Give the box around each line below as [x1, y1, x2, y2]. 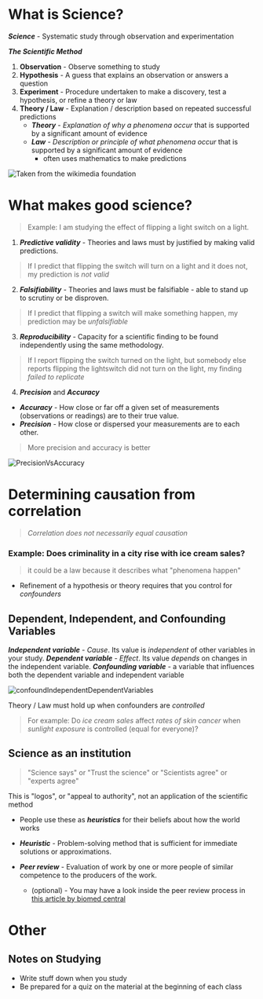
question [19, 79, 49, 88]
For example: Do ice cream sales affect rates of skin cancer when [27, 715, 241, 725]
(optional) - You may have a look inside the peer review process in [31, 885, 246, 895]
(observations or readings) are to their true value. [19, 411, 179, 420]
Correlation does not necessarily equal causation [27, 528, 188, 537]
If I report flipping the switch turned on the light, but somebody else [27, 355, 247, 364]
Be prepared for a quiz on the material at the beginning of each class [19, 982, 243, 991]
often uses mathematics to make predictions [42, 153, 187, 163]
